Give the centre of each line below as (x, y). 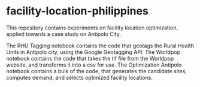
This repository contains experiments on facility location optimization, (92, 28)
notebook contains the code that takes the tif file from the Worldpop (90, 58)
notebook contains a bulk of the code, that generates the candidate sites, (97, 71)
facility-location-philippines (77, 11)
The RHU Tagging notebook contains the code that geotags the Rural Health (100, 46)
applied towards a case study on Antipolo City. (64, 34)
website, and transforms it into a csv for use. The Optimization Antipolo (94, 65)
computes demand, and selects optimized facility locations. (79, 77)
